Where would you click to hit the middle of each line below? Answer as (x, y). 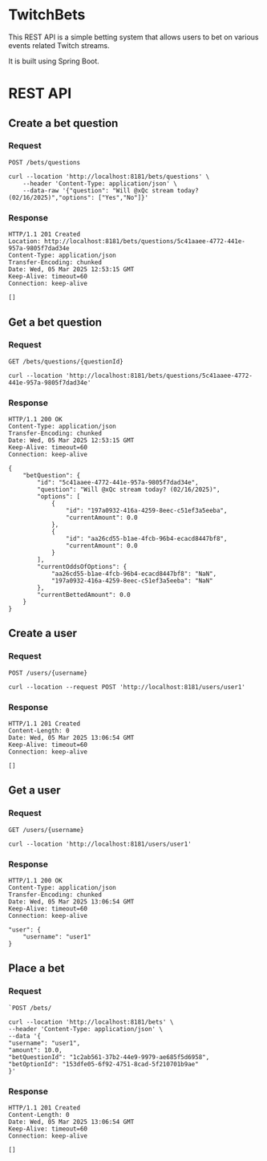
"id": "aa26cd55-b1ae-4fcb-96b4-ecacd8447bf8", (146, 539)
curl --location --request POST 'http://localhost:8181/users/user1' (127, 687)
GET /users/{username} (46, 830)
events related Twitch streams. (59, 45)
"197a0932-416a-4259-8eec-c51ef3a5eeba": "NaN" (132, 581)
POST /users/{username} (48, 673)
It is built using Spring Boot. (54, 61)
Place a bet (36, 968)
